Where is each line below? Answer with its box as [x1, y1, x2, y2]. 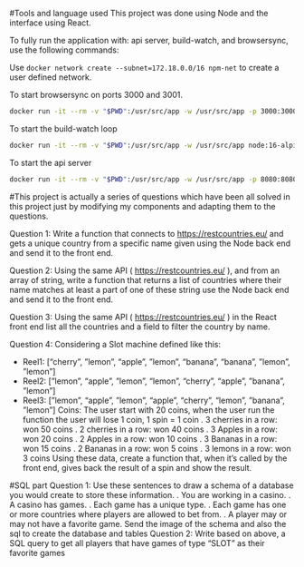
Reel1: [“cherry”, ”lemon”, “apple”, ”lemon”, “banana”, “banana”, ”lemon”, [22, 356, 291, 367]
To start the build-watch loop [9, 122, 118, 134]
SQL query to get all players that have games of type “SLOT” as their [9, 537, 265, 548]
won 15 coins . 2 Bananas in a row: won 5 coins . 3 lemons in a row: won [22, 443, 291, 454]
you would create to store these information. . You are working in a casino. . [9, 489, 291, 500]
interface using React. [9, 17, 92, 28]
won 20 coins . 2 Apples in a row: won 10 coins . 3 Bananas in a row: [22, 433, 278, 444]
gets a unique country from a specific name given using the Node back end [9, 238, 291, 249]
